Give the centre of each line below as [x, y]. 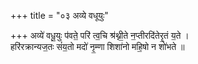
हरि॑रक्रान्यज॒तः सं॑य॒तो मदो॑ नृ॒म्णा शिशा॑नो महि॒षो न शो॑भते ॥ [97, 46]
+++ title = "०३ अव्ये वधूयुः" [59, 15]
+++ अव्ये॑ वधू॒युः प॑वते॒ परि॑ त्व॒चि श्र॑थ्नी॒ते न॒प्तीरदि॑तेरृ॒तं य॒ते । [100, 35]
